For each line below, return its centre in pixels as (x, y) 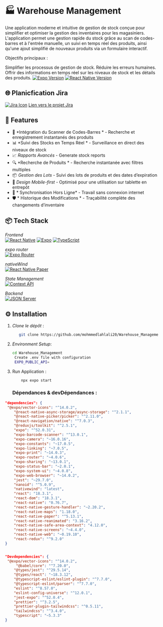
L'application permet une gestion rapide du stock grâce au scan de (72, 38)
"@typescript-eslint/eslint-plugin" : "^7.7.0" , (63, 579)
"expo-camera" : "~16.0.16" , (42, 439)
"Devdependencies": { (27, 556)
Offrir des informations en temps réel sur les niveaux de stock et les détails (80, 72)
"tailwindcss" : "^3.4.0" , (40, 611)
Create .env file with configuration (53, 357)
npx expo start (36, 380)
